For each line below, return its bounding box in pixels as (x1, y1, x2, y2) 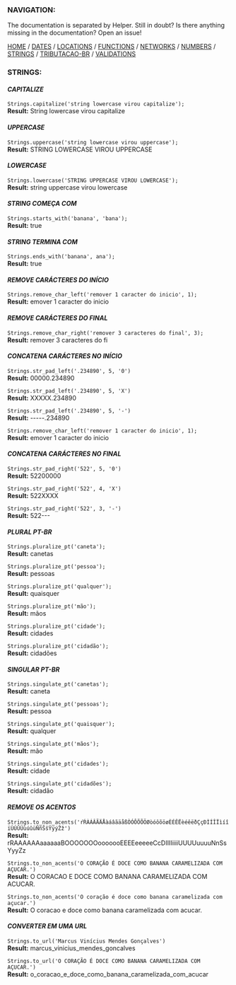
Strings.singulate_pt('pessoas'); (7, 701, 110, 708)
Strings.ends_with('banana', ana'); (7, 253, 115, 260)
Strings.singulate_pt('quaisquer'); (7, 720, 115, 728)
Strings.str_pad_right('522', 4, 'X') (7, 485, 122, 492)
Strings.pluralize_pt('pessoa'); (7, 563, 106, 570)
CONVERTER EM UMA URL (7, 922, 87, 931)
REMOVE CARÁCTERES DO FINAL (7, 313, 108, 323)
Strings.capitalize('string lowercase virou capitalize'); (7, 100, 185, 108)
